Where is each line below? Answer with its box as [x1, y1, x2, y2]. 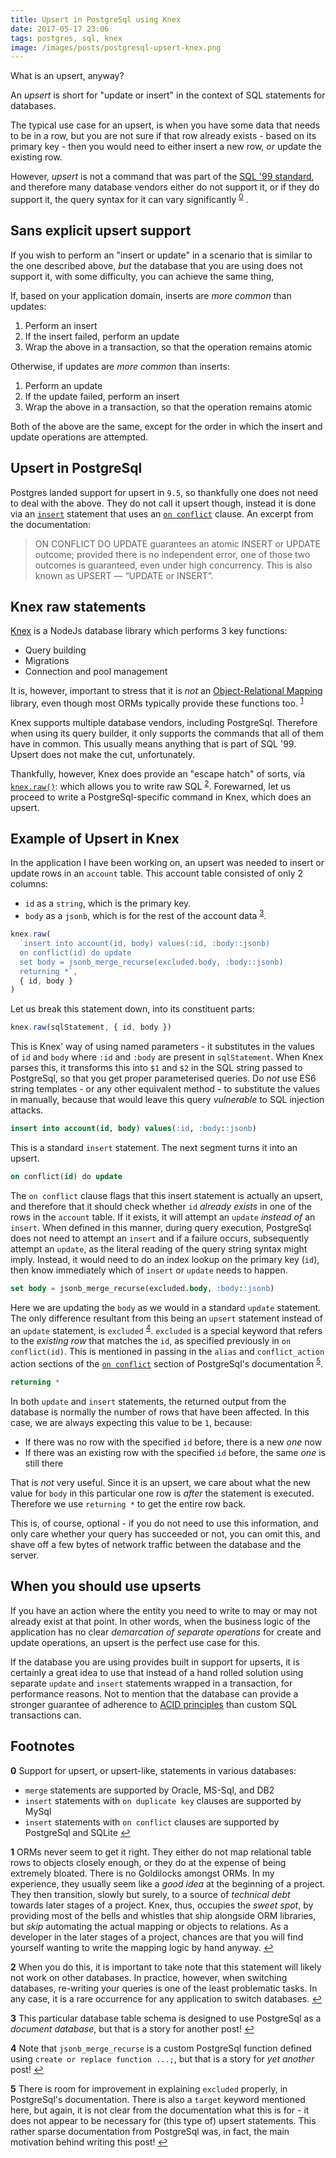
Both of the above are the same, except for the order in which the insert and [10, 420, 323, 432]
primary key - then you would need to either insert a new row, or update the [10, 141, 322, 153]
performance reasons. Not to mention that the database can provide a [10, 1687, 299, 1700]
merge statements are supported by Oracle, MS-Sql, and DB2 [24, 1784, 275, 1796]
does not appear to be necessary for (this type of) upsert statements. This [10, 2114, 317, 2126]
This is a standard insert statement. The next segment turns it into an [10, 1142, 298, 1153]
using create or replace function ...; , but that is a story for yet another [10, 2052, 315, 2065]
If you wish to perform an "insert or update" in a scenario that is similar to [10, 249, 313, 261]
